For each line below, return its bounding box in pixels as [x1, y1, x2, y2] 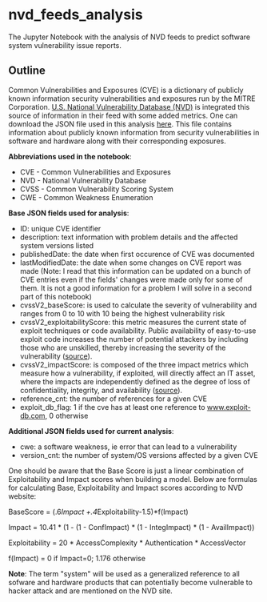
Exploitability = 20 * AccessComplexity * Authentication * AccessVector [8, 538, 246, 548]
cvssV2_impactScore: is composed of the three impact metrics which [19, 359, 249, 369]
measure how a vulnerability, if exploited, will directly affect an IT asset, [19, 368, 256, 378]
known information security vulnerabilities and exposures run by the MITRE [8, 94, 256, 103]
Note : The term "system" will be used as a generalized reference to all [8, 568, 240, 578]
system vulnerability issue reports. [8, 40, 122, 50]
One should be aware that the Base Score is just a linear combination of [8, 466, 244, 476]
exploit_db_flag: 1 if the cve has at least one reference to [19, 402, 205, 411]
